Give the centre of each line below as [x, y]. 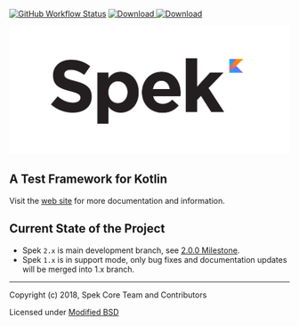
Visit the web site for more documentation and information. [117, 200]
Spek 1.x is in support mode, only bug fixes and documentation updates [154, 259]
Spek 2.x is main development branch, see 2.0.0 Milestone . [131, 250]
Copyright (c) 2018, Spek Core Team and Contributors [108, 295]
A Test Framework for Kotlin [88, 179]
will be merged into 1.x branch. [78, 269]
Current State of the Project [87, 228]
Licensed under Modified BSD [64, 312]
